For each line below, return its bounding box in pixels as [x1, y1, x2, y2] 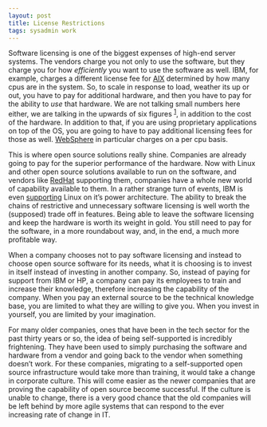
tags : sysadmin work [8, 26, 77, 34]
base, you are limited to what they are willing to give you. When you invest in [8, 301, 260, 311]
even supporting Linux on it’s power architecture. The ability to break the [8, 192, 247, 202]
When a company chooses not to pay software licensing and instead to [8, 251, 241, 260]
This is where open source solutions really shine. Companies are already [8, 150, 247, 160]
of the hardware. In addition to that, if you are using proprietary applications [8, 117, 257, 128]
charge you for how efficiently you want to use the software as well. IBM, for [8, 65, 259, 75]
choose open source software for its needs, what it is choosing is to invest [8, 259, 253, 268]
